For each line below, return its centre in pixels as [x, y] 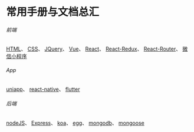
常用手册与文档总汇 [53, 12]
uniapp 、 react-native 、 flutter [43, 89]
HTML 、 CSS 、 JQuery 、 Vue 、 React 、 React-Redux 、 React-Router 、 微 [97, 49]
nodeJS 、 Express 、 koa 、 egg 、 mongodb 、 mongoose [75, 123]
